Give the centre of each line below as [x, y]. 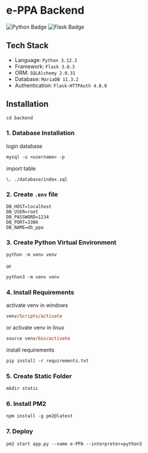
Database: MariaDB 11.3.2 [47, 79]
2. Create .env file [32, 194]
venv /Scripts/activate [34, 317]
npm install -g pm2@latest [40, 416]
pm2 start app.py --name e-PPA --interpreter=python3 [74, 444]
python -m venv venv [32, 255]
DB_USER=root [22, 212]
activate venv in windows [37, 305]
